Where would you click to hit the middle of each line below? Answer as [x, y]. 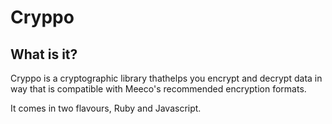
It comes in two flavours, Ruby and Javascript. [106, 108]
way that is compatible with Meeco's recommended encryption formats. [158, 89]
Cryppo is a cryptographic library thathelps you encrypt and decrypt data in [166, 78]
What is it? [44, 54]
